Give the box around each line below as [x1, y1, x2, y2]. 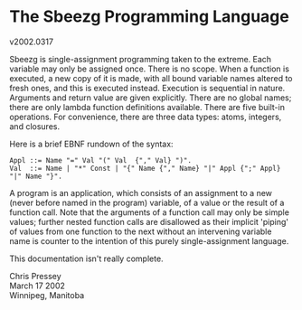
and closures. [9, 120, 61, 132]
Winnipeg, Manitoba [9, 289, 84, 300]
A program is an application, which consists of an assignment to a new [9, 187, 273, 198]
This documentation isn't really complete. [9, 253, 165, 264]
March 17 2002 [9, 280, 66, 291]
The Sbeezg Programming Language [9, 6, 289, 27]
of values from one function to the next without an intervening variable [9, 226, 272, 237]
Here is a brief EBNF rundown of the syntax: [9, 138, 174, 149]
